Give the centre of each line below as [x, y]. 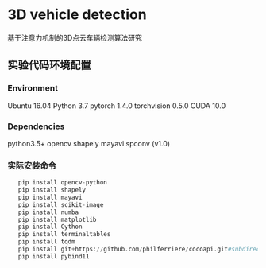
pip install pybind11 [54, 256]
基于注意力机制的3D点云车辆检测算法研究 [75, 37]
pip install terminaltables [64, 235]
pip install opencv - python [63, 183]
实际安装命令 [32, 165]
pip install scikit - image [61, 204]
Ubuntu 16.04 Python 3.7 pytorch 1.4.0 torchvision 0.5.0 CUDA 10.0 [117, 106]
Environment [33, 88]
